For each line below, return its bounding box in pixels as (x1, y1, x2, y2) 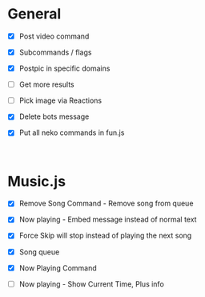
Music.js (7, 172, 66, 190)
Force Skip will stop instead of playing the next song (18, 230, 192, 241)
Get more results (18, 79, 74, 89)
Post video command (18, 31, 90, 41)
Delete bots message (18, 112, 90, 121)
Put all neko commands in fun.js (18, 128, 125, 137)
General (7, 5, 62, 23)
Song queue (18, 246, 60, 257)
